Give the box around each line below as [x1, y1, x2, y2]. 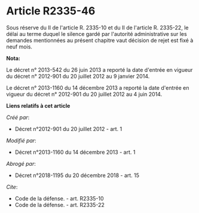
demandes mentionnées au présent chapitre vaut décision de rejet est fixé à [6, 36, 194, 44]
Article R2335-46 [6, 4, 96, 18]
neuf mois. [6, 43, 33, 50]
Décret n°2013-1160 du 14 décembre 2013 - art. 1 [14, 148, 136, 156]
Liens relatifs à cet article [6, 102, 71, 109]
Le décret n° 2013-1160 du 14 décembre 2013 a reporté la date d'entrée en [6, 84, 189, 91]
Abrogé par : [6, 160, 36, 167]
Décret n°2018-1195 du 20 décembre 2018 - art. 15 [14, 172, 139, 179]
